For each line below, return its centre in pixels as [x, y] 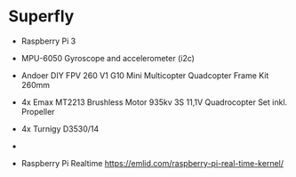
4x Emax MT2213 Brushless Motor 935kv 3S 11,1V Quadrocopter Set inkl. [154, 102]
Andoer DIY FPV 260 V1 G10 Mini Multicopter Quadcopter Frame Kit [145, 75]
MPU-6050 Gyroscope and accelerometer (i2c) [108, 58]
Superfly [41, 16]
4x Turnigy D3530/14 [60, 129]
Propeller [38, 111]
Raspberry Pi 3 [48, 41]
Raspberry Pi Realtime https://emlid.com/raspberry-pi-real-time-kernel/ [152, 163]
